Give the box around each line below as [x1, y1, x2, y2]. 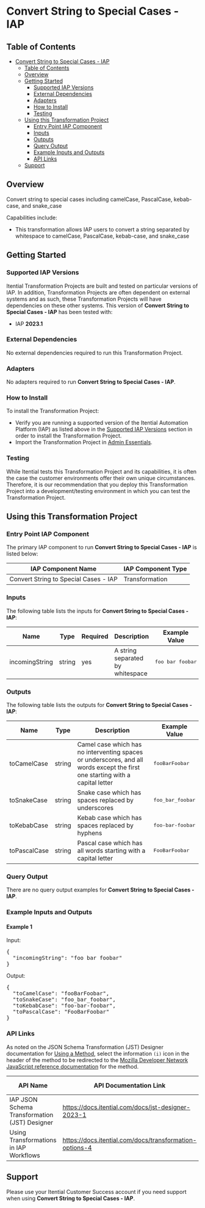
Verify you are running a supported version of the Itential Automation [15, 419, 189, 426]
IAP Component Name [30, 565, 96, 573]
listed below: [6, 550, 38, 557]
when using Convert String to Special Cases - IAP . [6, 1195, 135, 1202]
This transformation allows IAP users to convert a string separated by [15, 225, 190, 233]
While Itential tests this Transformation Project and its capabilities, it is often [6, 467, 197, 475]
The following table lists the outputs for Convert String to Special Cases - [6, 701, 192, 708]
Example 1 [6, 923, 32, 930]
